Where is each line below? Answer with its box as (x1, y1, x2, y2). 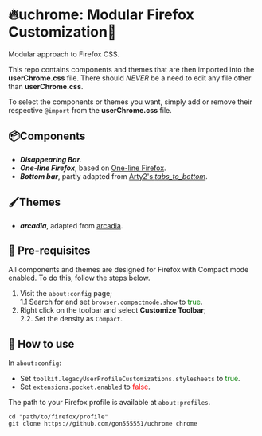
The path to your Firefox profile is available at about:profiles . (8, 398, 211, 407)
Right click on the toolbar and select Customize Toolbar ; (19, 306, 206, 315)
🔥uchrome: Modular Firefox (8, 6, 195, 24)
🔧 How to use (8, 337, 75, 351)
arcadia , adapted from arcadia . (19, 220, 123, 230)
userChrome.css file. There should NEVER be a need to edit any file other (8, 73, 252, 83)
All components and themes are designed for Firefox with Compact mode (8, 265, 249, 274)
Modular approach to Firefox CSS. (8, 49, 120, 59)
